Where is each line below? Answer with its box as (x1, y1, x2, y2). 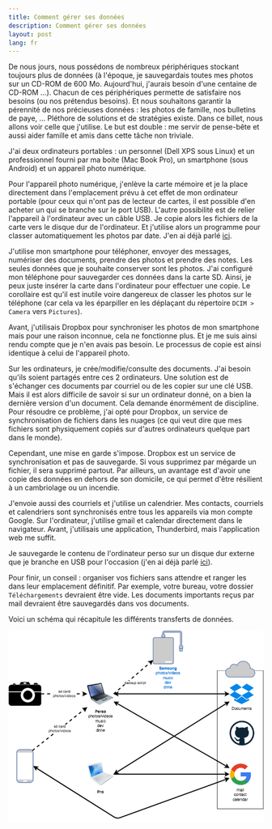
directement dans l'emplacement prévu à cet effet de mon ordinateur (8, 188, 239, 198)
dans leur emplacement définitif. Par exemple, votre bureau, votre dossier (8, 581, 253, 591)
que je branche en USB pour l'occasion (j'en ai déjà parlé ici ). (8, 557, 213, 567)
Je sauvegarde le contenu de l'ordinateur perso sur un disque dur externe (8, 549, 255, 559)
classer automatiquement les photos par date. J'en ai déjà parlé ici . (8, 231, 232, 240)
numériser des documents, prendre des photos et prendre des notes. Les (8, 255, 253, 265)
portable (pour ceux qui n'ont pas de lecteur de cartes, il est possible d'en (8, 197, 256, 206)
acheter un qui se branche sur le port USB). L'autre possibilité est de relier (8, 205, 255, 215)
